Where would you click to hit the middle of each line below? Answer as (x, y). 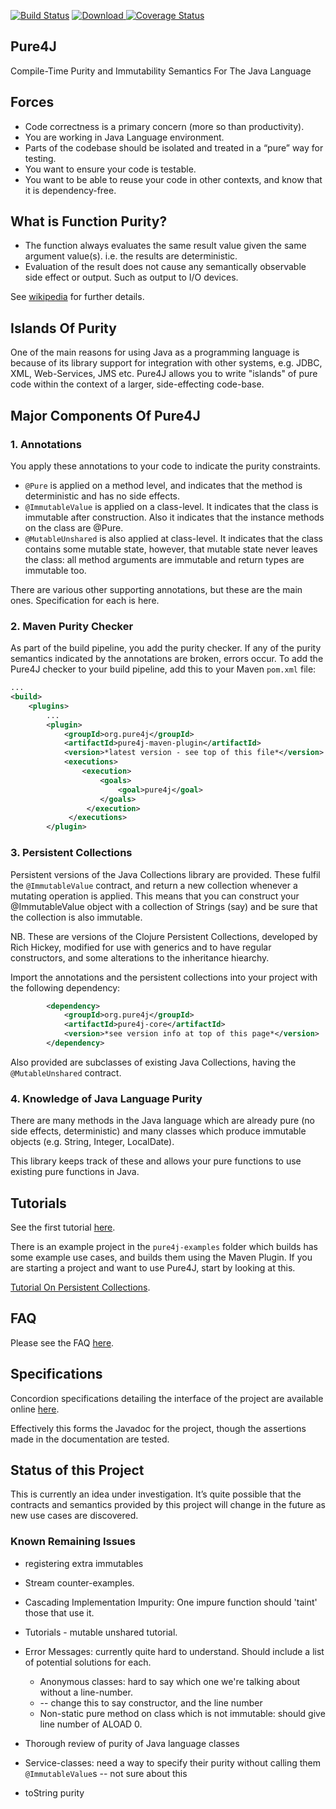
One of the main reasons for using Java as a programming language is (155, 352)
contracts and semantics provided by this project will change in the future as (168, 1505)
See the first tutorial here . (63, 1227)
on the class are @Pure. (74, 527)
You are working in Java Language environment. (124, 137)
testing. (40, 158)
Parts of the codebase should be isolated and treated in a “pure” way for (174, 147)
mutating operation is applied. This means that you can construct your (155, 896)
